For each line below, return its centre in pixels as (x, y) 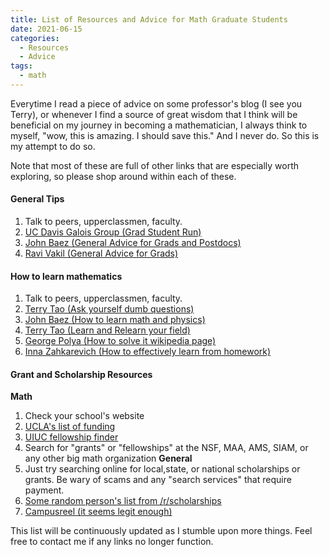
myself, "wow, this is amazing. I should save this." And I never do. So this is (165, 135)
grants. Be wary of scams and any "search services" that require (158, 480)
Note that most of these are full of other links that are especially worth (155, 165)
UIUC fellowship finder (71, 437)
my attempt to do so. (53, 146)
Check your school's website (84, 416)
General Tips (37, 199)
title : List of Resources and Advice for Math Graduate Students (149, 19)
